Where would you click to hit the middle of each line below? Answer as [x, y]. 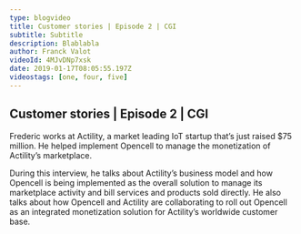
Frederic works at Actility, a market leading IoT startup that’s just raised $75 [151, 136]
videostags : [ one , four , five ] [69, 77]
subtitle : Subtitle [46, 35]
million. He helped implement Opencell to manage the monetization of [140, 146]
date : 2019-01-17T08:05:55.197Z [70, 69]
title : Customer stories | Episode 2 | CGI [93, 26]
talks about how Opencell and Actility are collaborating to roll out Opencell [149, 202]
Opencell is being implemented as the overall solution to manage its [136, 182]
